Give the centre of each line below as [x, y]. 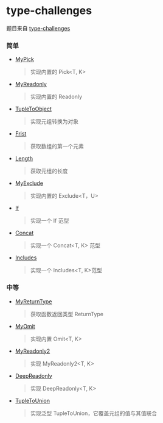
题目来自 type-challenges [38, 28]
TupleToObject [33, 109]
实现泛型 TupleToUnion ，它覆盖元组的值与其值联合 [93, 413]
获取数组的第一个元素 [57, 146]
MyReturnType [33, 301]
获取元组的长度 [49, 171]
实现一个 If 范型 [50, 221]
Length [24, 159]
